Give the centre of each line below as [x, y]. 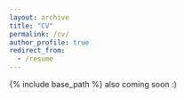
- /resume [35, 59]
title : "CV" [31, 26]
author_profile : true [49, 42]
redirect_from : [37, 51]
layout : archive [39, 17]
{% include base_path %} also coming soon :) [93, 84]
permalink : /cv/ [39, 34]
